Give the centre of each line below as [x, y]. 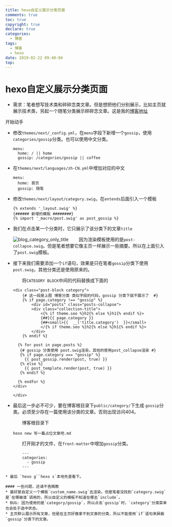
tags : [11, 44]
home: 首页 [28, 183]
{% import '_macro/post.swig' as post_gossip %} [66, 218]
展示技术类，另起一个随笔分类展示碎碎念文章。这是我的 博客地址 [80, 111]
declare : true [21, 29]
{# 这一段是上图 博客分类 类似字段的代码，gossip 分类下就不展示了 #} [90, 296]
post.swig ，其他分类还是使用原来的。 [52, 270]
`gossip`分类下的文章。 [28, 519]
